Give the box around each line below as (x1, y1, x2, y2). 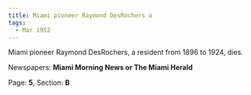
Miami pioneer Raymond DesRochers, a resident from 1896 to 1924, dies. (8, 48, 243, 57)
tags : (8, 19, 26, 27)
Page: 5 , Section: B (8, 78, 71, 87)
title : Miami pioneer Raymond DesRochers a (8, 11, 153, 20)
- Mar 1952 (15, 26, 51, 34)
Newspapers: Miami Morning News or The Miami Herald (8, 63, 194, 72)
